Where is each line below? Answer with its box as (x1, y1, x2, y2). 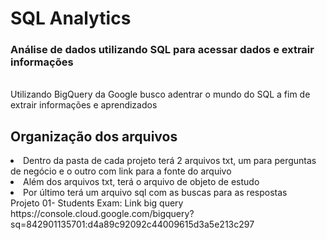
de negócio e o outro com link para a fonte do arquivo (10, 165, 232, 177)
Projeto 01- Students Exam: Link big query (10, 197, 184, 209)
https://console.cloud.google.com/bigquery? (10, 208, 195, 220)
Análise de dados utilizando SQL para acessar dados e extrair (10, 43, 315, 57)
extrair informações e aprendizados (10, 99, 158, 111)
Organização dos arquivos (10, 128, 178, 145)
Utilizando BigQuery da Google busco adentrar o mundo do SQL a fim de (10, 88, 311, 101)
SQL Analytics (10, 7, 132, 30)
